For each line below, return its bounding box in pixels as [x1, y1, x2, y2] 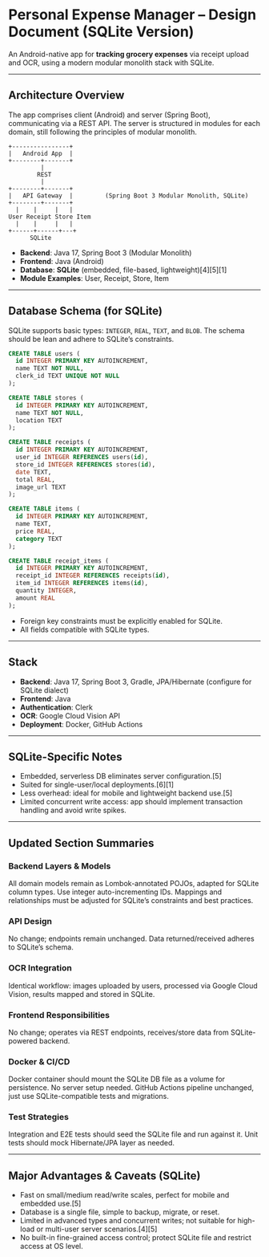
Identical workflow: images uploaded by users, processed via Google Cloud [8, 981, 258, 991]
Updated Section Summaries [8, 836, 155, 850]
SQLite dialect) [19, 685, 70, 695]
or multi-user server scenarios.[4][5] [36, 1224, 158, 1234]
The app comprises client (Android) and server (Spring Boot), [8, 110, 211, 120]
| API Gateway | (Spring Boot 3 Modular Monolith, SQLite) [8, 191, 249, 200]
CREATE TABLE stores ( [8, 393, 84, 402]
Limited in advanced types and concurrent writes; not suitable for [19, 1216, 236, 1226]
